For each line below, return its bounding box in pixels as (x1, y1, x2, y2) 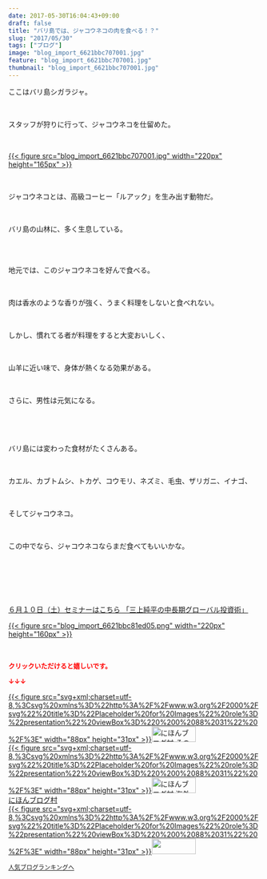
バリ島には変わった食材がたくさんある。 (8, 443, 141, 453)
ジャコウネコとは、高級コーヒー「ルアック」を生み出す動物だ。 (8, 192, 218, 201)
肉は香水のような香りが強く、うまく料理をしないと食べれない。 (8, 297, 218, 307)
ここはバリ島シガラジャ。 (8, 87, 92, 96)
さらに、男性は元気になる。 (8, 395, 100, 405)
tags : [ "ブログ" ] (8, 42, 62, 50)
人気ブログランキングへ (8, 863, 74, 872)
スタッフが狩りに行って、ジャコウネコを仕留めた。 (8, 119, 176, 129)
